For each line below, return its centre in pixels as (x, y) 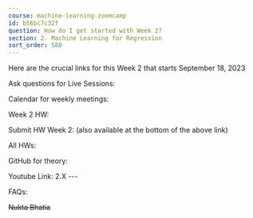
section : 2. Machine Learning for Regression (85, 38)
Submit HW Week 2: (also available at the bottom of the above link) (119, 130)
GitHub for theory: (38, 161)
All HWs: (22, 145)
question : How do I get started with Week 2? (85, 30)
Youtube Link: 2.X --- (43, 176)
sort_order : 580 (35, 46)
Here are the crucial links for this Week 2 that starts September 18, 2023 (127, 68)
